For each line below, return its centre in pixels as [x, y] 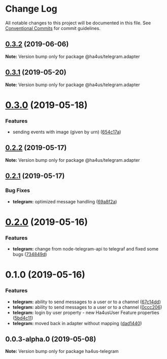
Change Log [31, 9]
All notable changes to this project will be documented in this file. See [78, 23]
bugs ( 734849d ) [30, 255]
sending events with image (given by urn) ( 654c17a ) [67, 132]
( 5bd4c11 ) [23, 318]
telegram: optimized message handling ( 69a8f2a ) [65, 201]
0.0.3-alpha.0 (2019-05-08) [51, 339]
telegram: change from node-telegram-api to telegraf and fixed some [86, 249]
